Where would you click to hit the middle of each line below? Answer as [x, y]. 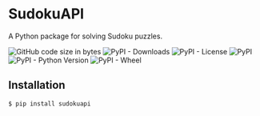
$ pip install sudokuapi [50, 104]
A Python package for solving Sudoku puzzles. [85, 36]
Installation [37, 85]
